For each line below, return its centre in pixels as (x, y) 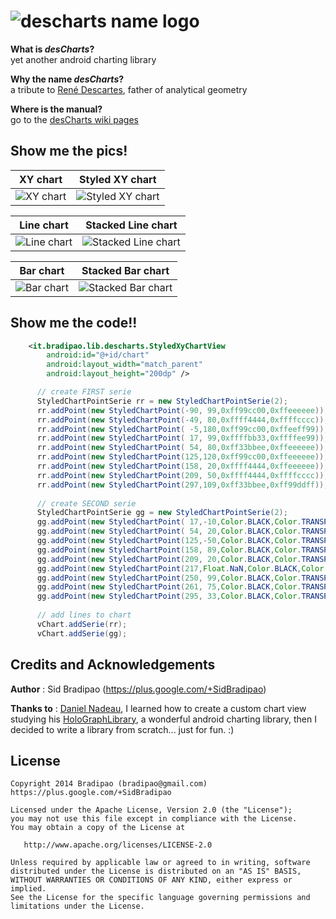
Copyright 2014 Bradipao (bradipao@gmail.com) (109, 784)
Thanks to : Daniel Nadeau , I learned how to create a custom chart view (158, 708)
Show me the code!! (74, 323)
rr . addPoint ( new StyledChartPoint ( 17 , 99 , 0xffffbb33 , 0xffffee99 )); (182, 438)
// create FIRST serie (84, 392)
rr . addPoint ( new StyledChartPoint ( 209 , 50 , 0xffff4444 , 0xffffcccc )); (182, 475)
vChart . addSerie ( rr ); (82, 624)
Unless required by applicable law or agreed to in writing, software (160, 863)
